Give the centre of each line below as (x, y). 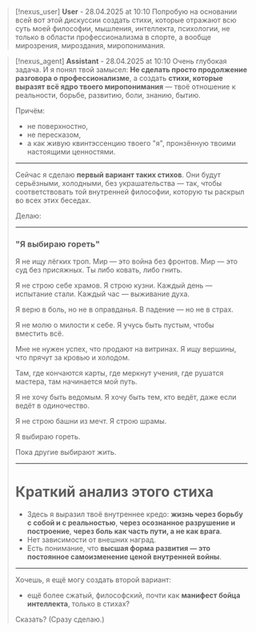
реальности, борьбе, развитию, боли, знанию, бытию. (108, 95)
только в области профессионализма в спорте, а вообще (113, 37)
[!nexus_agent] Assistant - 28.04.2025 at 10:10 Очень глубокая (121, 61)
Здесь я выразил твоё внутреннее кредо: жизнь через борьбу (135, 514)
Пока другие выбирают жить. (66, 453)
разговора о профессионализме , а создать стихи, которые (119, 78)
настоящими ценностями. (71, 152)
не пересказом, (54, 135)
